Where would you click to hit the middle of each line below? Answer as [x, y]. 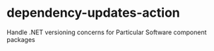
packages [21, 39]
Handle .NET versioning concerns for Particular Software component [107, 32]
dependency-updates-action [94, 13]
